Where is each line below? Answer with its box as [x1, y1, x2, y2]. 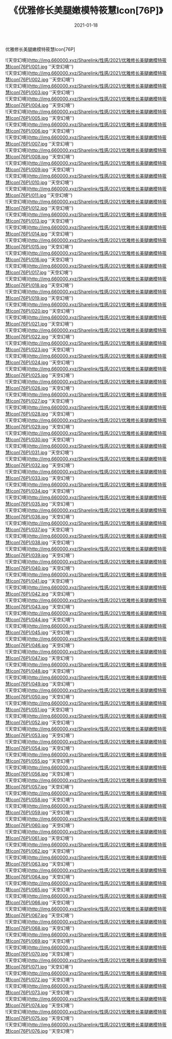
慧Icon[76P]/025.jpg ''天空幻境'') [5, 372, 74, 378]
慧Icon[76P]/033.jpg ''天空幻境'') [5, 475, 75, 481]
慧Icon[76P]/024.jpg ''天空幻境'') [5, 359, 75, 365]
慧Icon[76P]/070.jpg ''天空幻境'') [5, 951, 74, 957]
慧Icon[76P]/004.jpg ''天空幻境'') [5, 102, 75, 108]
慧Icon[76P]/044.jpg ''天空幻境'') [5, 616, 75, 622]
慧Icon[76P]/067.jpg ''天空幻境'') [5, 912, 74, 918]
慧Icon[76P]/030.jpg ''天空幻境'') [5, 436, 75, 442]
